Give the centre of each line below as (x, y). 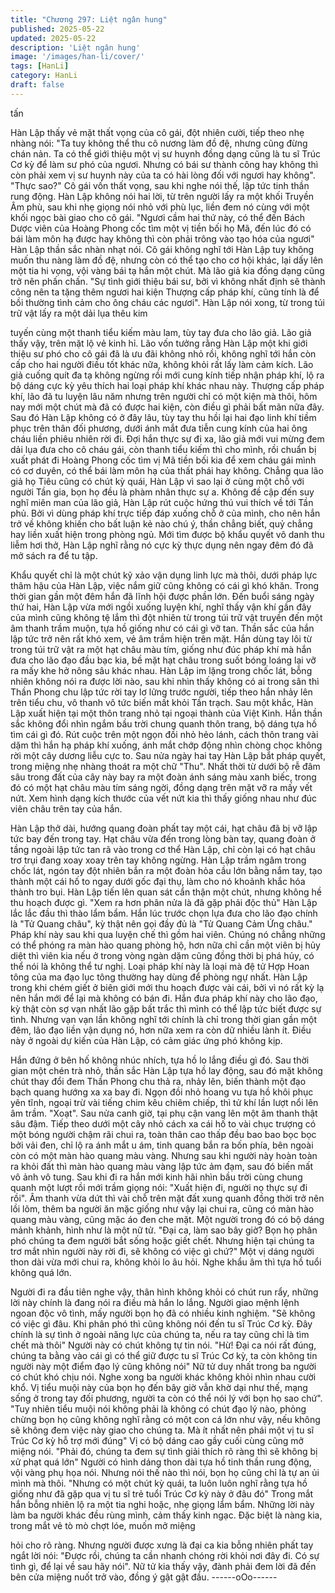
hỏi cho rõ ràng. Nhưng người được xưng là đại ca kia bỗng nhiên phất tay (162, 1545)
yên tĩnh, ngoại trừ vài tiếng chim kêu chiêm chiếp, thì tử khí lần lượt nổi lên (164, 1102)
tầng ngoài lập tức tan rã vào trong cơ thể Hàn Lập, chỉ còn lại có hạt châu (163, 849)
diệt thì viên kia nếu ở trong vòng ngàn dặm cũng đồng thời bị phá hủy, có (162, 955)
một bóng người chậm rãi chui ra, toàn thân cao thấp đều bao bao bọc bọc (163, 1134)
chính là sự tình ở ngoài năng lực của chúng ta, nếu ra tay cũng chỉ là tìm (160, 1334)
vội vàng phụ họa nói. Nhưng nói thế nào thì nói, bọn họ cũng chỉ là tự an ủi (165, 1472)
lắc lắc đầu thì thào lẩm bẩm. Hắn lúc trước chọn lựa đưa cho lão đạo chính (164, 913)
